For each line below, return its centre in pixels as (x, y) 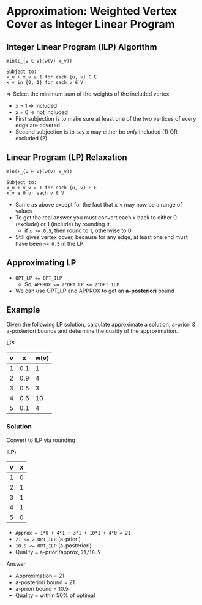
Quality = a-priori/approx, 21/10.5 (58, 552)
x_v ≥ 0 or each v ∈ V (35, 193)
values (24, 211)
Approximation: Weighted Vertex (92, 11)
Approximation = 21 (39, 576)
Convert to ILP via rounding (41, 440)
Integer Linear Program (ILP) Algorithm (82, 47)
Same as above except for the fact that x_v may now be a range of (99, 204)
